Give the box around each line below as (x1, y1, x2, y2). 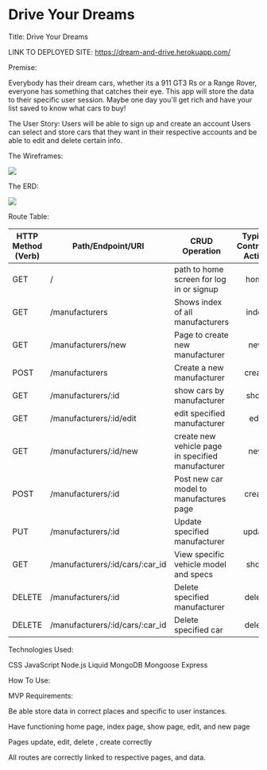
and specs (174, 568, 213, 579)
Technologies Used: (8, 644, 74, 654)
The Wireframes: (8, 151, 64, 161)
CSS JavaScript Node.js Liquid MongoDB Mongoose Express (8, 660, 208, 669)
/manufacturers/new (50, 339, 127, 350)
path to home (174, 264, 224, 275)
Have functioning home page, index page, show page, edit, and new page (8, 722, 250, 731)
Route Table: (8, 211, 50, 221)
